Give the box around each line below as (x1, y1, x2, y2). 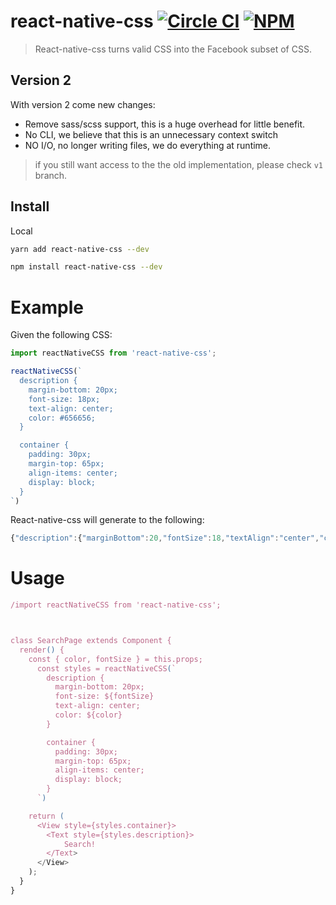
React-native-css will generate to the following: (10, 514, 205, 526)
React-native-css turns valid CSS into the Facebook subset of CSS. (34, 43, 312, 55)
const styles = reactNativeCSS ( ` (36, 663, 177, 674)
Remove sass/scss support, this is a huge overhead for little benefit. (24, 118, 306, 130)
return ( (28, 811, 65, 821)
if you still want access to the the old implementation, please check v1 (34, 158, 324, 170)
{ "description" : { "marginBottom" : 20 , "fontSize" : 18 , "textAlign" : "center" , (10, 533, 320, 544)
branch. (34, 169, 68, 181)
